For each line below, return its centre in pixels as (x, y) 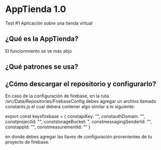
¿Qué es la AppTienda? (42, 39)
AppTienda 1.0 (36, 9)
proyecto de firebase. (27, 142)
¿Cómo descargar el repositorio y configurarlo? (81, 84)
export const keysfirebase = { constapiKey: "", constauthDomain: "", (75, 116)
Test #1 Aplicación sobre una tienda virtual (49, 23)
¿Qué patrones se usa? (42, 67)
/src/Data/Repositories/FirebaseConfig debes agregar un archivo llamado (81, 101)
